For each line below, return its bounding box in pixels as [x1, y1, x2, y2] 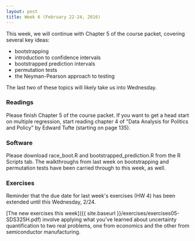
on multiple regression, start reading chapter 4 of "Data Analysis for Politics [6, 118, 189, 125]
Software [6, 139, 33, 147]
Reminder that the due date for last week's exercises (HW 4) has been [6, 192, 176, 199]
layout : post [6, 8, 38, 15]
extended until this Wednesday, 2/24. [6, 198, 96, 205]
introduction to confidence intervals [14, 54, 101, 61]
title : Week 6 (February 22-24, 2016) [6, 14, 101, 20]
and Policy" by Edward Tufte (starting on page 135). [6, 124, 131, 131]
